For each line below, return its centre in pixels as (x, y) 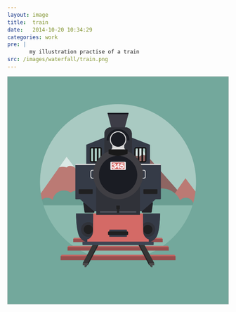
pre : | (17, 45)
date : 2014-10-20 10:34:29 (50, 30)
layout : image (28, 15)
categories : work (33, 37)
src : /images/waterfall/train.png (58, 60)
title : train (28, 22)
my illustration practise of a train (84, 52)
